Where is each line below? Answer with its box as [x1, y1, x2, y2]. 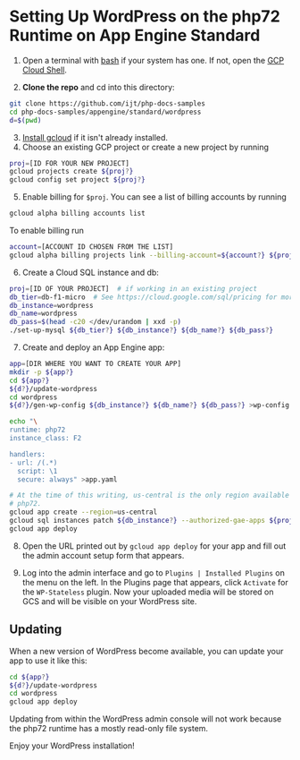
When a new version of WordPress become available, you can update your [9, 645, 284, 656]
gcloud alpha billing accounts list [9, 209, 146, 218]
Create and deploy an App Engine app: [21, 342, 165, 353]
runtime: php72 [9, 425, 66, 435]
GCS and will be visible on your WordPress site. [21, 595, 197, 606]
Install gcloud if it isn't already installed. [21, 132, 168, 142]
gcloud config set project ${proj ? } [9, 175, 146, 184]
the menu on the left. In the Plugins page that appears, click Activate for [21, 576, 288, 587]
